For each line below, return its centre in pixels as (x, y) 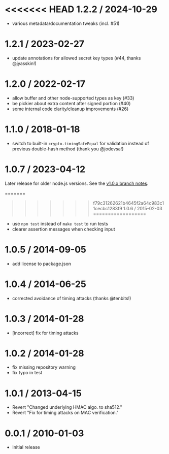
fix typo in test (27, 373)
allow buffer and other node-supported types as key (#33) (73, 98)
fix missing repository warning (44, 367)
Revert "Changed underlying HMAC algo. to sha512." (67, 407)
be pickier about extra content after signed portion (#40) (71, 103)
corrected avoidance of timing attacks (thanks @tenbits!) (72, 298)
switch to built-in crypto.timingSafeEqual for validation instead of (80, 143)
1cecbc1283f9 (108, 208)
